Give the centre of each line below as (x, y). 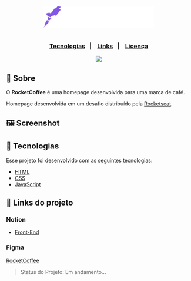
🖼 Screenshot (33, 123)
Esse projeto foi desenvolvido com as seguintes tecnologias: (79, 160)
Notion (16, 219)
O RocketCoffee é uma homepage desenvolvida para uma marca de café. (95, 92)
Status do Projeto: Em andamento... (63, 272)
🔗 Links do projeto (40, 202)
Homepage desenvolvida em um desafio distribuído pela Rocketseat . (89, 104)
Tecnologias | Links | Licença (99, 46)
